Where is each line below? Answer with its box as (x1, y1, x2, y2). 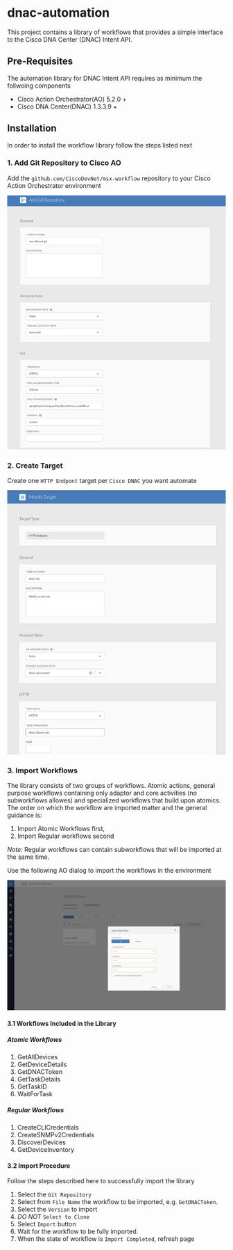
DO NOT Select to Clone (17, 1212, 90, 1221)
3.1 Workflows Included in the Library (7, 1020, 116, 1028)
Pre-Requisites (7, 56, 74, 68)
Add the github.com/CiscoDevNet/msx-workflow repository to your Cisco (7, 174, 211, 182)
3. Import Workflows (7, 766, 78, 775)
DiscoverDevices (17, 1138, 66, 1146)
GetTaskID (17, 1082, 47, 1091)
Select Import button (17, 1220, 76, 1228)
